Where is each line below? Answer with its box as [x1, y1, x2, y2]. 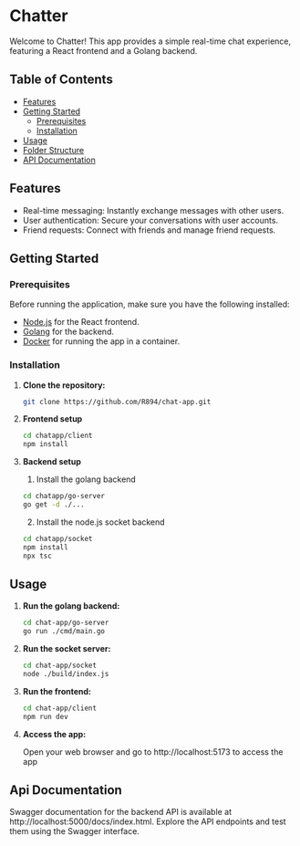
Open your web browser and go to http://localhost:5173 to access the [22, 746, 284, 757]
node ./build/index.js [22, 669, 109, 678]
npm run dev [22, 712, 68, 721]
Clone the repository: [22, 380, 106, 391]
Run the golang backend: [22, 601, 120, 611]
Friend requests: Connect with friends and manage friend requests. [22, 225, 276, 235]
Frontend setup [22, 413, 83, 424]
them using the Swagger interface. [9, 826, 140, 837]
